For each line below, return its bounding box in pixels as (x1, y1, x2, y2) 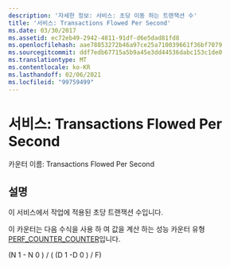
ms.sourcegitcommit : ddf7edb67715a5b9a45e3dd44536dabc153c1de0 (8, 48, 223, 56)
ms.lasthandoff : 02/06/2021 (8, 71, 102, 79)
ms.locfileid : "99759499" (8, 78, 94, 86)
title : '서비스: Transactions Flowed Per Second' (8, 19, 171, 27)
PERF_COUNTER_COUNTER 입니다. (8, 234, 121, 244)
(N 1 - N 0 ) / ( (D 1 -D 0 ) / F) (8, 250, 102, 260)
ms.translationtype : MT (8, 56, 88, 64)
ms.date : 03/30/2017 (8, 26, 77, 34)
